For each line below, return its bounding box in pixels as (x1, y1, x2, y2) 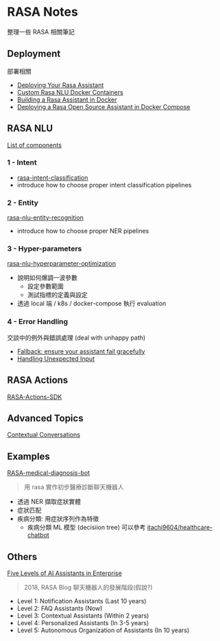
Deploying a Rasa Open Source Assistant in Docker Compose (16, 102, 191, 110)
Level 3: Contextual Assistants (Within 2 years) (16, 611, 149, 620)
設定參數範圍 (27, 282, 64, 290)
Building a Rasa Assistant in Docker (16, 95, 117, 104)
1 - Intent (7, 158, 37, 167)
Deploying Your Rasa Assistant (16, 80, 104, 89)
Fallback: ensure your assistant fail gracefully (16, 347, 145, 356)
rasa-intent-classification (16, 173, 88, 182)
